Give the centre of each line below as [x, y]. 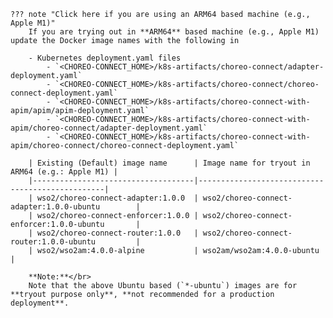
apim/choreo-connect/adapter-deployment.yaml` [109, 128]
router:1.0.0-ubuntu [53, 242]
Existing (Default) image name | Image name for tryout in [173, 163]
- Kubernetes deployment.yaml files [105, 58]
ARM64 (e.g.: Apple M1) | [64, 172]
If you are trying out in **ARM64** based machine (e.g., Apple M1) [174, 32]
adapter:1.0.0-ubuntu [55, 207]
